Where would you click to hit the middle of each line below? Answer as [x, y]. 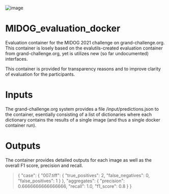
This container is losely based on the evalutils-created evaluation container [84, 48]
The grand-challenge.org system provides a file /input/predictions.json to [82, 109]
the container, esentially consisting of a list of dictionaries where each [79, 114]
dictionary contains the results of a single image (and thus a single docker [83, 119]
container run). [21, 125]
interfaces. [17, 59]
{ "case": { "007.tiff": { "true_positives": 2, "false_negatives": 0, [84, 175]
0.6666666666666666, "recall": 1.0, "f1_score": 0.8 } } [75, 186]
